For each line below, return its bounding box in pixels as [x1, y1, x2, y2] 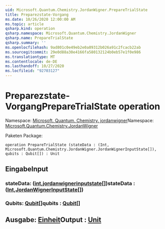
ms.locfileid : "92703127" [5, 69, 60, 74]
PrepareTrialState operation [42, 101, 160, 112]
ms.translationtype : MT [5, 54, 56, 60]
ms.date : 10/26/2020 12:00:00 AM [5, 17, 76, 22]
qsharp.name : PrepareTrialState [5, 36, 73, 41]
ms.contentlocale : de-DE [5, 59, 58, 64]
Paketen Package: [5, 132, 43, 139]
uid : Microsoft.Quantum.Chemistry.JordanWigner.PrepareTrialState [5, 7, 148, 13]
